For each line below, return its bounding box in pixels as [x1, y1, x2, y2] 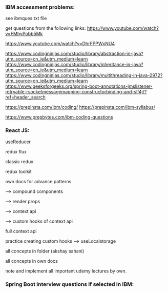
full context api [5, 228, 37, 234]
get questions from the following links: [5, 25, 86, 31]
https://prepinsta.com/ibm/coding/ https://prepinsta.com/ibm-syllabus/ [5, 104, 155, 110]
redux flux [5, 148, 27, 154]
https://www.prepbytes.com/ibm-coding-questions [5, 114, 114, 120]
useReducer [5, 139, 31, 145]
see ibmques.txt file [5, 15, 47, 22]
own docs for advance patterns [5, 178, 72, 184]
